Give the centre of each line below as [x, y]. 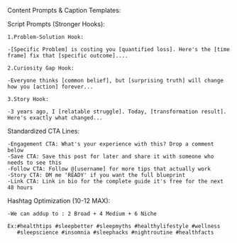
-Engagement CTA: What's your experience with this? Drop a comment [111, 144]
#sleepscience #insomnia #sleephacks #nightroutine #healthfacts [115, 232]
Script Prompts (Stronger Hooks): [56, 24]
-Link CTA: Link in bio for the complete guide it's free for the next [115, 181]
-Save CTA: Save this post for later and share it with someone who [111, 156]
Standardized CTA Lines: [44, 131]
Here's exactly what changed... [55, 118]
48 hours [20, 188]
